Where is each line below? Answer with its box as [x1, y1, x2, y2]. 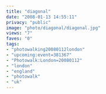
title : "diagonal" [6, 8, 51, 15]
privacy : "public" [6, 19, 51, 25]
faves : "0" [6, 36, 33, 41]
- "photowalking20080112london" [6, 47, 85, 53]
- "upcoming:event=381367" [6, 52, 72, 58]
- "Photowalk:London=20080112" [6, 57, 83, 63]
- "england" [6, 68, 35, 74]
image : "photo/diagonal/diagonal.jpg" [6, 25, 101, 31]
